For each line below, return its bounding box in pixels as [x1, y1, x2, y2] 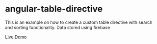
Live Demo [5, 34, 27, 40]
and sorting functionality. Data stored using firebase [5, 24, 110, 30]
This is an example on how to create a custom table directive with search [5, 19, 153, 25]
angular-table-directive [5, 3, 103, 15]
